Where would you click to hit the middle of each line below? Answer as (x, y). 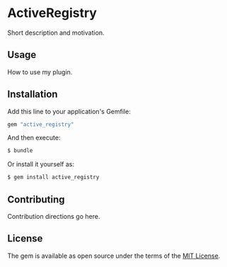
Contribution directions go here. (54, 216)
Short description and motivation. (56, 33)
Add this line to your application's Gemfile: (69, 111)
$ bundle (20, 151)
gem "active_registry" (41, 124)
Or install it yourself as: (41, 164)
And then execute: (34, 138)
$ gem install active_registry (53, 177)
